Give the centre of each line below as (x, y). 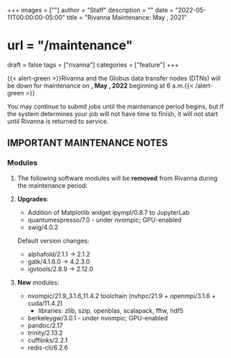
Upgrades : (33, 199)
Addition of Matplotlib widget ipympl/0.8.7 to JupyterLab (109, 212)
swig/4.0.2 (43, 227)
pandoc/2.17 (45, 325)
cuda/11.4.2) (45, 303)
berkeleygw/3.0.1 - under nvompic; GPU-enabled (98, 318)
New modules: (38, 282)
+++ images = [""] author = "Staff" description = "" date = (90, 10)
